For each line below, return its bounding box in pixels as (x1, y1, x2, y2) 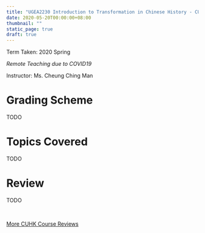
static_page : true (6, 26, 53, 32)
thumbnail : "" (6, 20, 43, 26)
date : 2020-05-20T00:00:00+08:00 (6, 15, 92, 21)
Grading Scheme (6, 93, 93, 107)
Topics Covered (6, 135, 88, 149)
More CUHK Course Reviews (6, 220, 79, 228)
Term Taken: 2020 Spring (6, 48, 71, 56)
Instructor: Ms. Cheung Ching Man (6, 72, 93, 79)
